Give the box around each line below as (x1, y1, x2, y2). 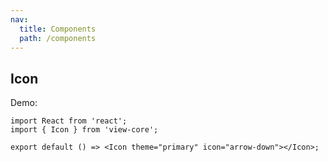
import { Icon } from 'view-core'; (10, 125, 159, 135)
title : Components (19, 24, 97, 34)
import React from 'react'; (10, 116, 128, 126)
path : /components (19, 33, 97, 43)
